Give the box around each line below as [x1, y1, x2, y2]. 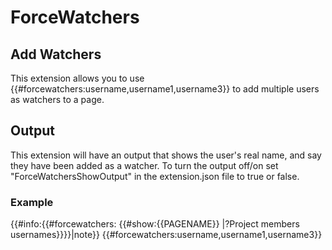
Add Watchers [10, 46, 102, 63]
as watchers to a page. [10, 94, 105, 105]
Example [10, 195, 54, 209]
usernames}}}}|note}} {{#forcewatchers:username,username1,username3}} [10, 229, 323, 241]
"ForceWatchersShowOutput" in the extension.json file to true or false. [10, 170, 300, 182]
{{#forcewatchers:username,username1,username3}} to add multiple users [10, 83, 320, 95]
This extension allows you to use [10, 72, 145, 84]
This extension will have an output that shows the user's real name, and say [10, 149, 322, 161]
